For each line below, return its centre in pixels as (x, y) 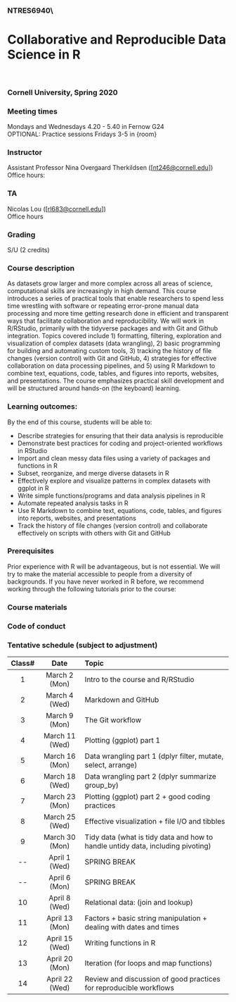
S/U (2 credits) (29, 249)
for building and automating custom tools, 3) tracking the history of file (110, 351)
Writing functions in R (120, 943)
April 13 (60, 918)
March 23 (59, 797)
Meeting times (32, 111)
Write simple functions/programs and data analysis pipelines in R (111, 495)
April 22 (60, 979)
